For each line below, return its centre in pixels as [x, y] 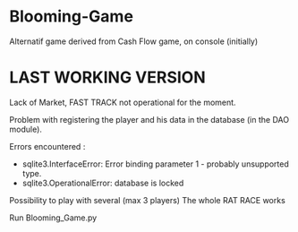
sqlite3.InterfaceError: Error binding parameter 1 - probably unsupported [155, 164]
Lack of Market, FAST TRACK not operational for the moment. [123, 102]
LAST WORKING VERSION [107, 77]
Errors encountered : [47, 146]
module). [26, 129]
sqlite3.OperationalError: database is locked [103, 183]
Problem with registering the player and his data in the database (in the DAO [149, 119]
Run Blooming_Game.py [53, 218]
